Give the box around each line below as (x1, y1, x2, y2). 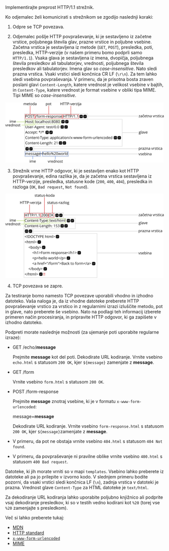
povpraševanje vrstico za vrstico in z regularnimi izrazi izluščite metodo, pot (5, 303, 163, 309)
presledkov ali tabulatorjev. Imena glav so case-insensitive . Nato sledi (12, 65, 157, 71)
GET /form (12, 369, 34, 375)
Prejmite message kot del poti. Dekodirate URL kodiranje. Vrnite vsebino (12, 354, 162, 360)
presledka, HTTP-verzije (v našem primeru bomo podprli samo (12, 50, 142, 55)
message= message (12, 414, 54, 420)
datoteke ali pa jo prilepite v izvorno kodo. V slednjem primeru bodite (5, 474, 148, 480)
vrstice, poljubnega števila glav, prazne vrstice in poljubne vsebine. (12, 39, 152, 45)
